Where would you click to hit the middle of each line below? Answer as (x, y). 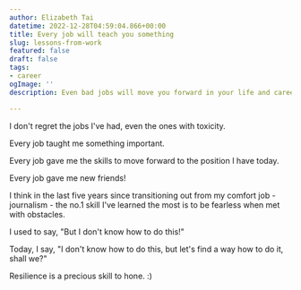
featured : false (39, 51)
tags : (19, 68)
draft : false (34, 59)
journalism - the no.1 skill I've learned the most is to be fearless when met (145, 205)
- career (26, 76)
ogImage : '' (31, 84)
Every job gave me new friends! (68, 178)
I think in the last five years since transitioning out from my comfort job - (142, 195)
